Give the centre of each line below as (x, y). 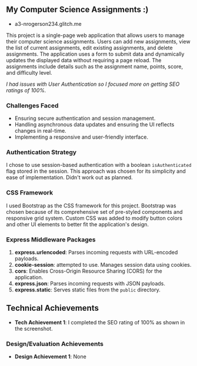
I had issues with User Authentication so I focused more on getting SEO (93, 84)
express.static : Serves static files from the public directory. (87, 290)
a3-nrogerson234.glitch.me (48, 23)
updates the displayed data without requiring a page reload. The (84, 60)
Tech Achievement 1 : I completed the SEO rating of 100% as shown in (100, 322)
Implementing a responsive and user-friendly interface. (81, 137)
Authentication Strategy (41, 152)
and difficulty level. (29, 72)
